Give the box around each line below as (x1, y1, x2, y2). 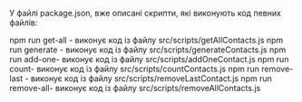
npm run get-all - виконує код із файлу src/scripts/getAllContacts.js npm (9, 35, 284, 45)
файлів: (9, 17, 38, 28)
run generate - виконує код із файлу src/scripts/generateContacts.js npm (9, 44, 287, 55)
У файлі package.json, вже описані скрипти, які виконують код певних (9, 8, 281, 18)
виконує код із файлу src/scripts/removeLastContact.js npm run (30, 73, 272, 84)
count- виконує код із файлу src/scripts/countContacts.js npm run (9, 63, 260, 74)
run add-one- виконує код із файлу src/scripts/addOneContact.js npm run (9, 54, 289, 64)
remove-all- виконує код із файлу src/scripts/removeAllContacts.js (9, 83, 261, 93)
